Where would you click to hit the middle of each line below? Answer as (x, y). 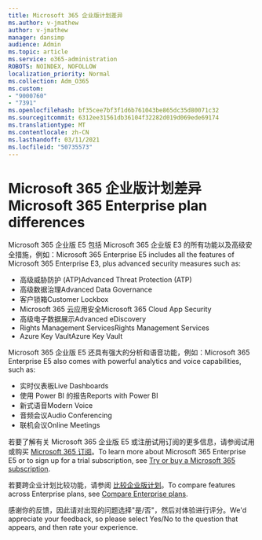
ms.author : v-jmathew (44, 23)
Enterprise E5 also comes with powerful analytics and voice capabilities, (125, 362)
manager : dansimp (36, 37)
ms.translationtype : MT (47, 125)
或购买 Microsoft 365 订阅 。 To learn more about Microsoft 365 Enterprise (127, 452)
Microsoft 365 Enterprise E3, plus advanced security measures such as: (125, 263)
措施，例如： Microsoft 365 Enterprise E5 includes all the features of (125, 255)
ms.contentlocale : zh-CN (49, 132)
